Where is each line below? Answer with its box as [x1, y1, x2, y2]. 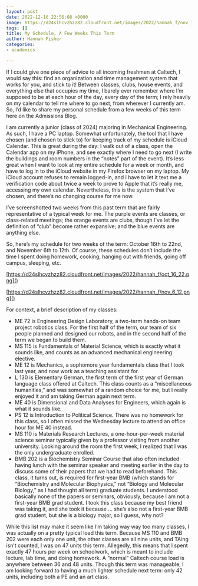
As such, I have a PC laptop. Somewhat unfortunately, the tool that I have [6, 130, 183, 137]
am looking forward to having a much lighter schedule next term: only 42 [6, 567, 183, 574]
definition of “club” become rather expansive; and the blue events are [6, 222, 175, 230]
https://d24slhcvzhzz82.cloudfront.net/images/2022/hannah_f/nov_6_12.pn [8, 288, 190, 295]
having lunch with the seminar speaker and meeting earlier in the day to [14, 461, 189, 469]
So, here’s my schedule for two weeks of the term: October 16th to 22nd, [6, 240, 183, 248]
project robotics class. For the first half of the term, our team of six [14, 324, 177, 331]
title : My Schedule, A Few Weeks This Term [6, 31, 115, 37]
